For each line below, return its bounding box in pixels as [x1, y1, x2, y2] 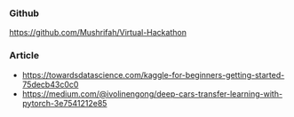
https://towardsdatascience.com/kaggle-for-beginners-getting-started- [21, 69, 285, 80]
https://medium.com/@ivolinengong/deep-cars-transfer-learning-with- [21, 88, 282, 99]
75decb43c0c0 [21, 79, 79, 90]
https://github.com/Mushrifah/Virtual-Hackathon [9, 27, 187, 38]
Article [9, 50, 40, 62]
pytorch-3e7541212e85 [21, 97, 107, 108]
